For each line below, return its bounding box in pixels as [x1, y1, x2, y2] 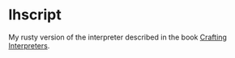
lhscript [8, 6, 62, 24]
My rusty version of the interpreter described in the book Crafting [8, 32, 227, 42]
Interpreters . [8, 40, 50, 50]
